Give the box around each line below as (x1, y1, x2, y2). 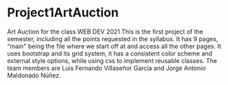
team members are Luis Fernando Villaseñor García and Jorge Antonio (7, 64, 206, 72)
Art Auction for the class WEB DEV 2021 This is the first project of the (7, 27, 204, 36)
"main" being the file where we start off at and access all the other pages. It (7, 42, 222, 50)
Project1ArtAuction (7, 5, 119, 21)
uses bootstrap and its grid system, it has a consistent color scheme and (7, 49, 213, 58)
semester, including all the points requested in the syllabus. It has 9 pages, (7, 34, 218, 42)
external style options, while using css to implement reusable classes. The (7, 56, 218, 64)
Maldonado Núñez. (7, 71, 61, 80)
